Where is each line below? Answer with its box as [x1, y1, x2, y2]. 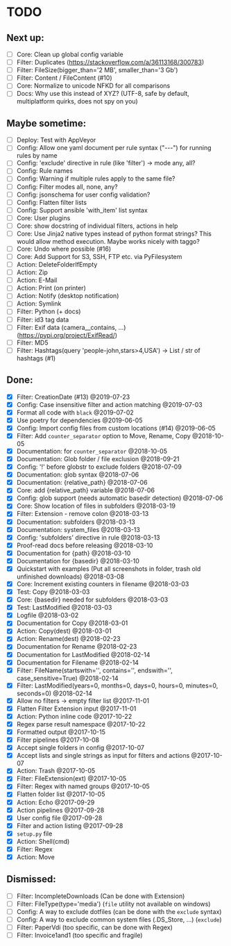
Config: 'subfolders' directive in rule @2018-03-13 [16, 533, 160, 542]
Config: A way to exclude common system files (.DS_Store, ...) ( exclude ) [16, 915, 223, 924]
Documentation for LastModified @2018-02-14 [16, 650, 151, 658]
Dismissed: [6, 873, 56, 886]
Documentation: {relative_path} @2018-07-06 [16, 479, 148, 487]
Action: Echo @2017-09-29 [16, 798, 95, 806]
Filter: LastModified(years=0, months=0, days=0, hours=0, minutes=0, [16, 681, 219, 690]
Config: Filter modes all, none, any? [16, 182, 119, 191]
